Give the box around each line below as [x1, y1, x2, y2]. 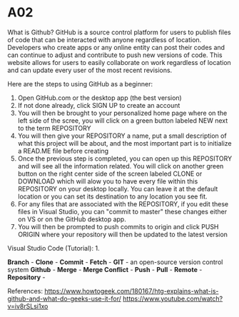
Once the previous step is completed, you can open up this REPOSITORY [17, 154, 233, 163]
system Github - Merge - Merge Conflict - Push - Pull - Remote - [7, 265, 203, 273]
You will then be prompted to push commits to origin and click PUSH [17, 222, 219, 231]
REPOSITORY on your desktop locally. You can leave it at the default [17, 184, 218, 193]
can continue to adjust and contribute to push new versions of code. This [7, 51, 223, 59]
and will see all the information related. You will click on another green [17, 161, 224, 170]
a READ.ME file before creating [17, 146, 109, 155]
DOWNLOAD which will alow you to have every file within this [17, 176, 198, 186]
